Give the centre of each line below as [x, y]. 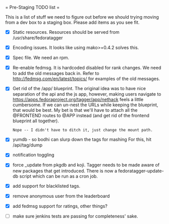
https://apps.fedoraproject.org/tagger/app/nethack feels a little [78, 100]
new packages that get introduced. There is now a [65, 171]
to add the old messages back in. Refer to [56, 73]
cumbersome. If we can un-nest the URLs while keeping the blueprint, [85, 105]
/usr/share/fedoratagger [38, 38]
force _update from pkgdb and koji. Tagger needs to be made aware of [86, 165]
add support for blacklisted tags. [46, 186]
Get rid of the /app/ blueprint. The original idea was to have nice [79, 89]
